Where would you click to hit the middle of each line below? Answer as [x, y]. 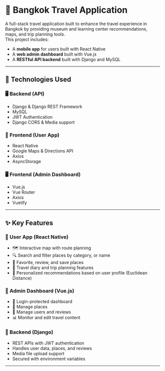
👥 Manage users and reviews [41, 312]
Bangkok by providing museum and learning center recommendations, [76, 29]
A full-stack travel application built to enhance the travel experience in [76, 24]
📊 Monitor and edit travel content [46, 318]
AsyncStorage [27, 161]
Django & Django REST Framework [47, 106]
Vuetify [19, 203]
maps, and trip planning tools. [35, 34]
